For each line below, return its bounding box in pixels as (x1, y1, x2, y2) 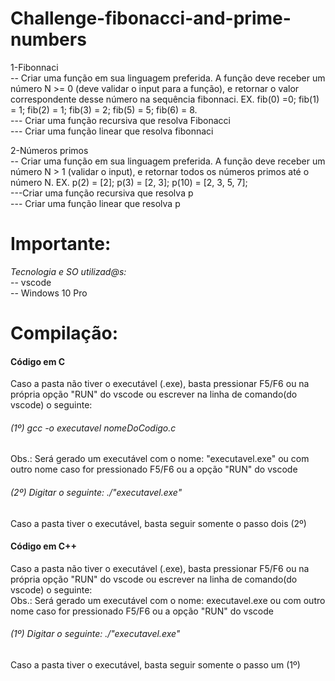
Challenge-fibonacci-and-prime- (10, 7, 292, 30)
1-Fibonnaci (10, 61, 59, 73)
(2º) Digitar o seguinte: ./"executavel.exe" (10, 487, 183, 499)
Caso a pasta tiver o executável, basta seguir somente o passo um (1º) (10, 659, 301, 671)
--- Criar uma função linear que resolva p (10, 197, 181, 209)
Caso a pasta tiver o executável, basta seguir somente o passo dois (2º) (10, 517, 307, 529)
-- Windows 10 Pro (10, 287, 88, 299)
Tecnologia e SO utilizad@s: (10, 265, 127, 277)
